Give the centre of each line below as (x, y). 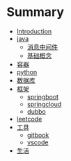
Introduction (34, 31)
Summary (35, 12)
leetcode (29, 119)
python (27, 72)
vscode (38, 142)
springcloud (44, 104)
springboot (43, 96)
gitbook (38, 135)
